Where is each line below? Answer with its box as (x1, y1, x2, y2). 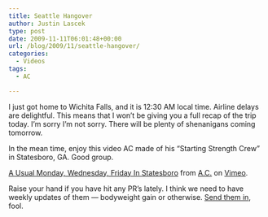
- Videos (15, 58, 46, 66)
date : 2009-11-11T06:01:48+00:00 (8, 34, 122, 43)
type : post (8, 27, 46, 35)
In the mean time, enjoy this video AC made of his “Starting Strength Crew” (8, 143, 261, 153)
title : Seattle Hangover (8, 11, 93, 20)
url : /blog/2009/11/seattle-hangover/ (8, 42, 140, 50)
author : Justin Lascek (8, 20, 86, 28)
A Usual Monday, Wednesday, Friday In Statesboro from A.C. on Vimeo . (8, 167, 248, 177)
